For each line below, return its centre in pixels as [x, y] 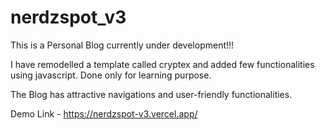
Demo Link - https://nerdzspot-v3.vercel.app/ [104, 113]
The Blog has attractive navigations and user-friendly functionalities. [151, 94]
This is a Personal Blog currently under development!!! [122, 45]
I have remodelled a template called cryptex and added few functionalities [162, 64]
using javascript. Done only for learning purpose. [111, 75]
